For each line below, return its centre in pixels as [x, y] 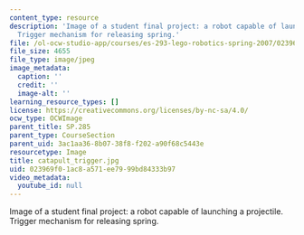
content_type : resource [54, 18]
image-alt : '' [44, 93]
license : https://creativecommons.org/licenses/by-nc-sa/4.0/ [129, 110]
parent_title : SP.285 [50, 127]
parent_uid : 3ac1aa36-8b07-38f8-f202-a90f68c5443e [107, 144]
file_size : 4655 [40, 52]
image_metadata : [40, 69]
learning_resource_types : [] [64, 102]
